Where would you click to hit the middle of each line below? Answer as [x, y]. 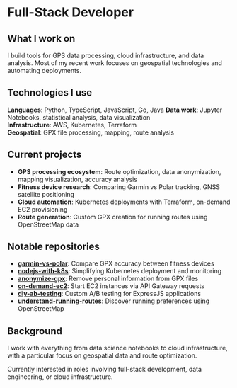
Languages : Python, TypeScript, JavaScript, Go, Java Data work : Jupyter [115, 110]
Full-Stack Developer [71, 12]
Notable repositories [54, 247]
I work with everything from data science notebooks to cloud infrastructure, [117, 348]
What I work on [41, 39]
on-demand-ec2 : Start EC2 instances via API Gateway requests [111, 286]
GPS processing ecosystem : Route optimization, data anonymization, [119, 171]
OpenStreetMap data [48, 224]
